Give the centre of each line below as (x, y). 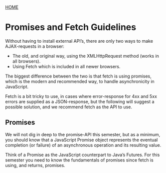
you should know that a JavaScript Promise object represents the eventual (82, 140)
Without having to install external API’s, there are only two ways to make (79, 41)
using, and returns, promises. (35, 165)
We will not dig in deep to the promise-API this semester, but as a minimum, (83, 134)
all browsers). (26, 61)
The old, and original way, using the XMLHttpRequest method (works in (86, 56)
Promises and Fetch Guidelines (71, 27)
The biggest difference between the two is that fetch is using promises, (79, 76)
